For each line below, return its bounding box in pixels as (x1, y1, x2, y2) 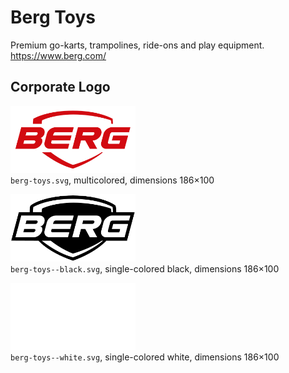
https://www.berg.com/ (10, 49, 107, 61)
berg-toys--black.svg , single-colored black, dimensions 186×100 (10, 262, 280, 275)
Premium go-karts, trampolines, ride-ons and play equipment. (10, 39, 265, 51)
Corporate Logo (10, 79, 111, 96)
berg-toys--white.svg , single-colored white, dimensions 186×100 (10, 351, 280, 363)
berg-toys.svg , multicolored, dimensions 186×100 (10, 174, 215, 186)
